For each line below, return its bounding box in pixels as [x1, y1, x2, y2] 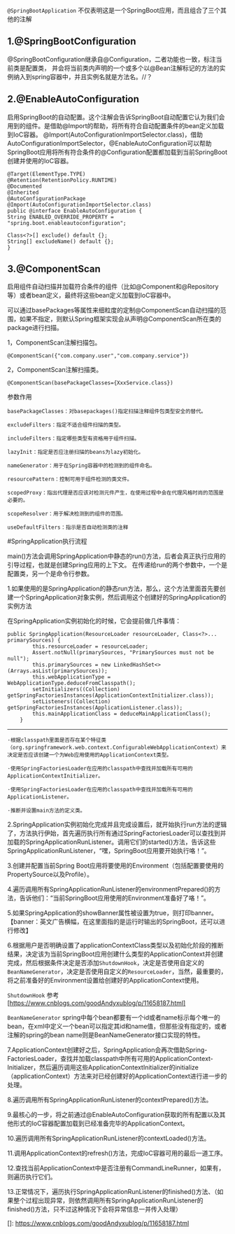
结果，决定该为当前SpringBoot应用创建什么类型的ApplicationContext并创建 [7, 950, 224, 958]
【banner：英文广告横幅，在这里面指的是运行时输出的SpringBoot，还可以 [7, 917, 220, 926]
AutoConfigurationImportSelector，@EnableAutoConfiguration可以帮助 [7, 139, 212, 147]
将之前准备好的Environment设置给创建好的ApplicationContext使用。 [7, 976, 203, 985]
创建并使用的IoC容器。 [7, 156, 73, 165]
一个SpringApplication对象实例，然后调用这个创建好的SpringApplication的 [13, 593, 227, 602]
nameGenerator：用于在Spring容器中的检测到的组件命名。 [7, 462, 156, 469]
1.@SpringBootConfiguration [7, 36, 136, 48]
